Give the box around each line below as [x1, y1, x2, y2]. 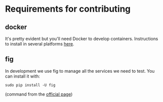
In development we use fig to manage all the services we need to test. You [5, 68, 155, 74]
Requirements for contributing [5, 3, 131, 15]
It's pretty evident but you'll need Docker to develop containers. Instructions [5, 36, 159, 41]
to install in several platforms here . [5, 41, 75, 47]
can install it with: [5, 73, 41, 79]
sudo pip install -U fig [5, 82, 56, 87]
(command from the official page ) [5, 91, 73, 97]
